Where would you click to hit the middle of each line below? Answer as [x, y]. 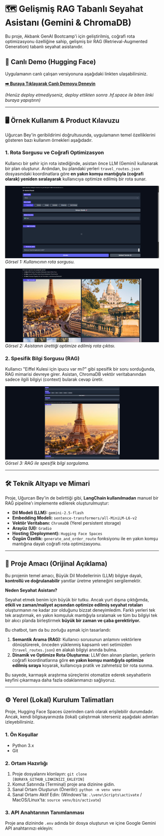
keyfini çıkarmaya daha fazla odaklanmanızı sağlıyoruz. [61, 680]
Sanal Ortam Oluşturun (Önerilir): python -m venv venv [66, 789]
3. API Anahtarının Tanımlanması [45, 813]
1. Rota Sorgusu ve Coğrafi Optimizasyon [54, 153]
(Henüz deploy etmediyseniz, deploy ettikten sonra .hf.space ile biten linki [79, 95]
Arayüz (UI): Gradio [32, 528]
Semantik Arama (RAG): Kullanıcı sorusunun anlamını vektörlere [77, 639]
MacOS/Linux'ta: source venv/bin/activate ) [57, 800]
